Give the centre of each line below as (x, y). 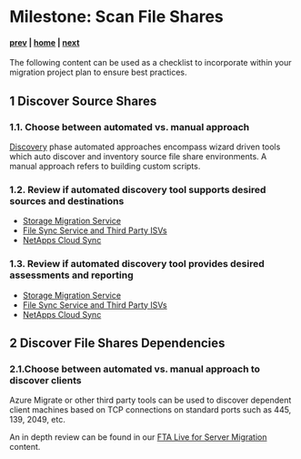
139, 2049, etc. (37, 420)
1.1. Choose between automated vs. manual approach (130, 127)
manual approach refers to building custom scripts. (105, 167)
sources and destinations (67, 201)
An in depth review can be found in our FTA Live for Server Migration (138, 437)
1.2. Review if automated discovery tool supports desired (138, 190)
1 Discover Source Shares (83, 101)
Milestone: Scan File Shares (117, 17)
